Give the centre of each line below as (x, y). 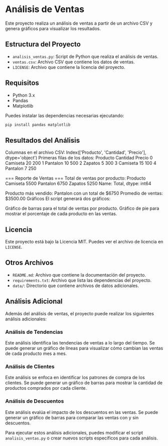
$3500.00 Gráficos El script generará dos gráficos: (58, 199)
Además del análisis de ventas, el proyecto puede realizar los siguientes (80, 313)
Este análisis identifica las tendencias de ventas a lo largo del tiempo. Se (80, 342)
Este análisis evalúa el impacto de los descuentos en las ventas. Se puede (82, 412)
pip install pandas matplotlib (38, 125)
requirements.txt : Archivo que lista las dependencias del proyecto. (82, 280)
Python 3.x (24, 95)
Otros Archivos (29, 263)
